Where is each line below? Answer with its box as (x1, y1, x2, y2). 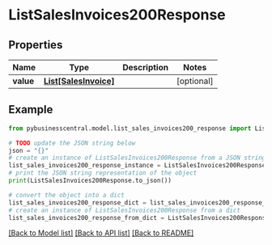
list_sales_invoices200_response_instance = (8, 162, 161, 170)
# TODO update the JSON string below (8, 139, 136, 147)
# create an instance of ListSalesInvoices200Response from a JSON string (8, 154, 266, 163)
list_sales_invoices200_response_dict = (8, 198, 147, 207)
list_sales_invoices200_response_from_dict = (8, 213, 164, 222)
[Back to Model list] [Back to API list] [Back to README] (8, 228, 194, 238)
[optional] (176, 75, 214, 87)
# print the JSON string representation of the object (8, 169, 198, 177)
